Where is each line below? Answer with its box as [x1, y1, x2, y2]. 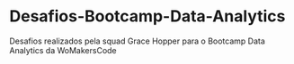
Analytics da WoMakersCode [9, 44, 117, 55]
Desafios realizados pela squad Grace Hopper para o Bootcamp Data [9, 36, 265, 46]
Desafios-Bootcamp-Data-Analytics [9, 6, 286, 27]
